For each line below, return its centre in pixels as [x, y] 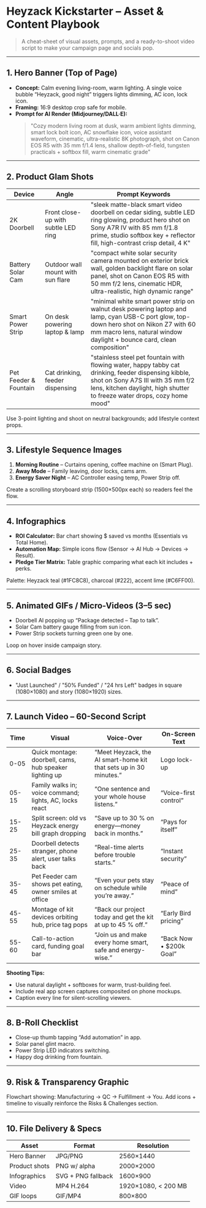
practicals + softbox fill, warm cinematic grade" [90, 152]
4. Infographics [36, 521]
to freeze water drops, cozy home [139, 395]
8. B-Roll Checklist [42, 1023]
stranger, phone [55, 851]
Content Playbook [53, 24]
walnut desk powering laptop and [139, 309]
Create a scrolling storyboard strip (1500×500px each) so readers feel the [100, 490]
